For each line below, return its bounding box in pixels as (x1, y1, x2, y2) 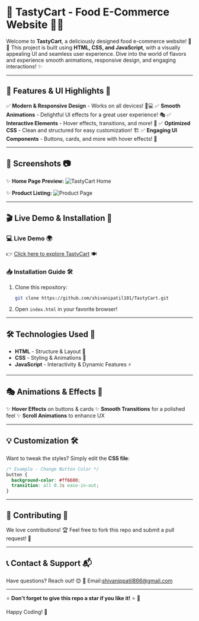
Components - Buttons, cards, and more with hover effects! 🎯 (6, 135, 158, 142)
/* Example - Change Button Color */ (6, 466, 99, 472)
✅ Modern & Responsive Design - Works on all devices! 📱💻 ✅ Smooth (6, 102, 181, 109)
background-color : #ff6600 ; (11, 477, 81, 483)
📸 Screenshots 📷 (6, 159, 71, 169)
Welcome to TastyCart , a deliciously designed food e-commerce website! (6, 37, 187, 45)
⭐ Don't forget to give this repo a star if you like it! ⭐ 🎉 (6, 594, 141, 601)
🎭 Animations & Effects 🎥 (6, 386, 103, 397)
